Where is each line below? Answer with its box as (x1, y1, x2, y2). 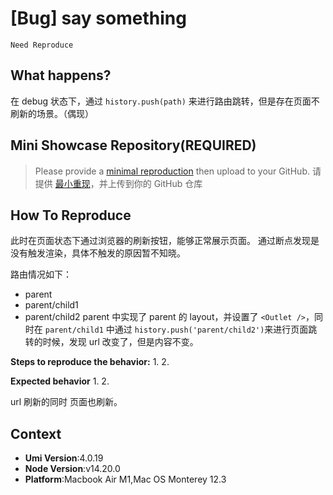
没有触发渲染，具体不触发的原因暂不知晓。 (10, 247, 186, 259)
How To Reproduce (10, 207, 132, 224)
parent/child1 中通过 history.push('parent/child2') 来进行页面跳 (44, 323, 318, 336)
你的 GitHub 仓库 (133, 177, 203, 189)
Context (10, 425, 62, 442)
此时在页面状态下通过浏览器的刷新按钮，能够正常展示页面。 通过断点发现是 (10, 235, 320, 247)
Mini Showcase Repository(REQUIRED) (10, 137, 257, 154)
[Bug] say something (10, 7, 187, 30)
